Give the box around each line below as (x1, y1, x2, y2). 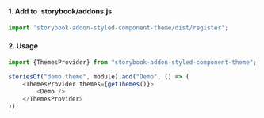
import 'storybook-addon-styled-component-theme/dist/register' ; (8, 24, 228, 32)
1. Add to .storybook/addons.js (8, 6, 113, 16)
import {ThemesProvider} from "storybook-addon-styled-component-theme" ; (8, 59, 258, 67)
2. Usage (8, 40, 38, 51)
